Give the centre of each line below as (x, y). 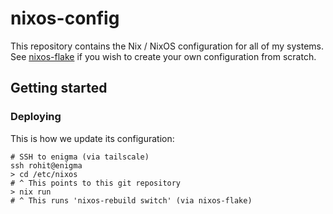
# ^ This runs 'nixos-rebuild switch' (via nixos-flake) (131, 200)
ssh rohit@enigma (46, 165)
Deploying (36, 117)
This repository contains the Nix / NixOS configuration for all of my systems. (167, 46)
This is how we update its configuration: (92, 138)
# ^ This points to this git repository (96, 183)
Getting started (59, 88)
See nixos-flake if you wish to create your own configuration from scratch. (163, 56)
